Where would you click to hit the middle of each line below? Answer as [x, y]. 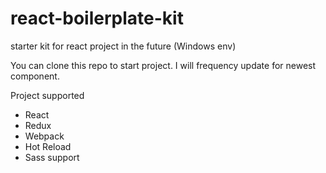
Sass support [52, 157]
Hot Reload [48, 146]
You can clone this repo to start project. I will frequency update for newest [163, 65]
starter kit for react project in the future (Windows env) [123, 46]
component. [35, 76]
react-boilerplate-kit [97, 18]
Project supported [47, 95]
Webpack [44, 136]
